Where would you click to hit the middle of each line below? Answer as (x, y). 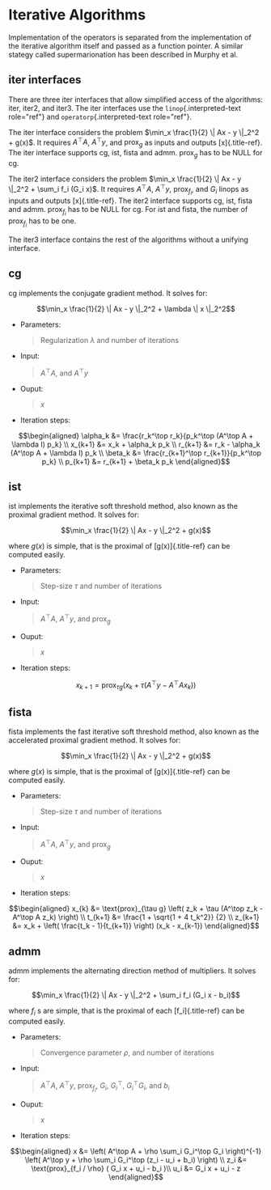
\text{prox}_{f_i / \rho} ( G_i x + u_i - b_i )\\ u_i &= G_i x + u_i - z (136, 1168)
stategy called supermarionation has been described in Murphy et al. (123, 54)
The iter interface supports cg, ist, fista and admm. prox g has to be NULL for (135, 154)
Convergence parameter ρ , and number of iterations (127, 1052)
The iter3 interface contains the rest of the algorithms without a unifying (129, 239)
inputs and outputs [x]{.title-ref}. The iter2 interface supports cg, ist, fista (131, 201)
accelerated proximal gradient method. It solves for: (95, 740)
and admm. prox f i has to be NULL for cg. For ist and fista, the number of (128, 210)
